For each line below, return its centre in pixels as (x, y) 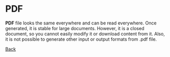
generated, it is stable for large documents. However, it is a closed (75, 28)
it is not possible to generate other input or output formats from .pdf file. (81, 39)
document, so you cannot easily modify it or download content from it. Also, (85, 34)
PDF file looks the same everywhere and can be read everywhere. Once (81, 23)
